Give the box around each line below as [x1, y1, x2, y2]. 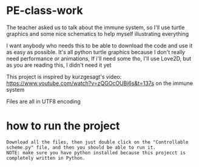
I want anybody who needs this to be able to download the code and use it [6, 42, 193, 49]
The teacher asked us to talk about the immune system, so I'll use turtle [6, 24, 185, 31]
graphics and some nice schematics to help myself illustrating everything [6, 30, 189, 37]
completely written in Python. [6, 155, 86, 161]
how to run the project [6, 119, 120, 133]
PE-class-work [6, 4, 83, 18]
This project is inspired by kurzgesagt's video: [6, 73, 122, 80]
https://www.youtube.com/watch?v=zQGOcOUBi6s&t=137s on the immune [6, 80, 193, 87]
